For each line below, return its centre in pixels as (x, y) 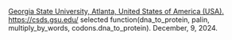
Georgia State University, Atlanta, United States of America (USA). (116, 11)
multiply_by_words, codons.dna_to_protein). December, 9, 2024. (113, 28)
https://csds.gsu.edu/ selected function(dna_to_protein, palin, (109, 20)
